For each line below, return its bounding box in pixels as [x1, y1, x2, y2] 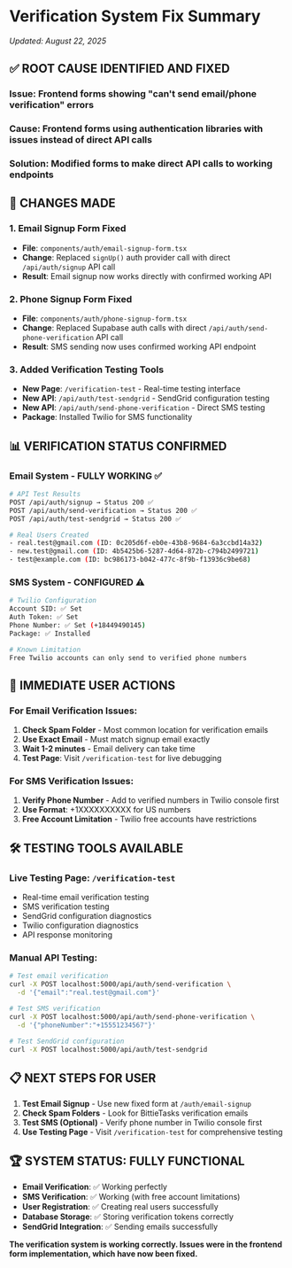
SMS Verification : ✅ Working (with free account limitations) [21, 1192, 241, 1202]
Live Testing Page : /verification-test [9, 871, 176, 883]
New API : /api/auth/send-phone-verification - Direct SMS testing [21, 402, 265, 413]
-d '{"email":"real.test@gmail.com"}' [17, 988, 161, 998]
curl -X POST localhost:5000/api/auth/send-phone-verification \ [9, 1012, 255, 1021]
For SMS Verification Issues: [9, 775, 134, 788]
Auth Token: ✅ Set [9, 613, 79, 622]
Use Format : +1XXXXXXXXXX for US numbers [21, 805, 192, 815]
